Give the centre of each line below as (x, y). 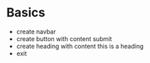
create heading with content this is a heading (80, 46)
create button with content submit (64, 38)
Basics (26, 13)
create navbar (36, 32)
